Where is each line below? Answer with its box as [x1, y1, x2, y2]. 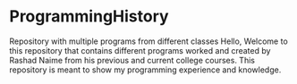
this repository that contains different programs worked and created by [9, 45, 271, 55]
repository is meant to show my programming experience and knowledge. [9, 64, 282, 75]
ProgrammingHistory [9, 6, 169, 27]
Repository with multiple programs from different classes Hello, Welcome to [9, 36, 288, 46]
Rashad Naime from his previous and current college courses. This [9, 55, 255, 65]
